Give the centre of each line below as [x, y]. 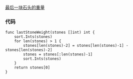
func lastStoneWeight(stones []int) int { [50, 32]
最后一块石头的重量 [25, 7]
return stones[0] [32, 68]
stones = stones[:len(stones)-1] [58, 54]
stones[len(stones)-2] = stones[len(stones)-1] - [76, 46]
